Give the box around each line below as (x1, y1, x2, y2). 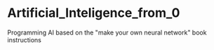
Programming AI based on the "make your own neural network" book (7, 28, 207, 37)
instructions (7, 35, 42, 44)
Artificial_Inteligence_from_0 (7, 5, 180, 21)
